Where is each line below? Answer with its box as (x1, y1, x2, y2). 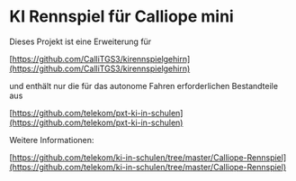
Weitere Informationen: (9, 134, 94, 145)
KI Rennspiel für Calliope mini (9, 6, 234, 27)
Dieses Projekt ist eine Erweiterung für (9, 36, 152, 47)
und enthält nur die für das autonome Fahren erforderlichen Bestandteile (9, 80, 279, 91)
